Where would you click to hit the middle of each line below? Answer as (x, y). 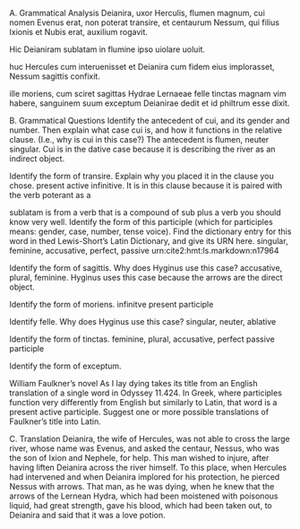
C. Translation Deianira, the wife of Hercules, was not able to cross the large (150, 439)
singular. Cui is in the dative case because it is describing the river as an (142, 149)
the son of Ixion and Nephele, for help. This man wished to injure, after (139, 458)
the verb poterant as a (50, 195)
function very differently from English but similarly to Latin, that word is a (143, 402)
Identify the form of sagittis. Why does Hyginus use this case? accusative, (146, 268)
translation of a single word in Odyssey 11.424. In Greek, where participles (146, 393)
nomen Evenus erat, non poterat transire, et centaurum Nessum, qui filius (145, 22)
